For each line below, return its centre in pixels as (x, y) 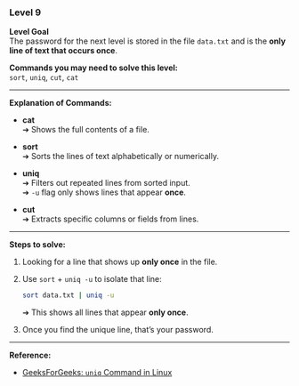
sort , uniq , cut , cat (44, 77)
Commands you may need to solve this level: (93, 68)
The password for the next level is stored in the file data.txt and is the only (148, 41)
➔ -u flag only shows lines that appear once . (104, 192)
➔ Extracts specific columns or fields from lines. (110, 219)
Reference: (30, 355)
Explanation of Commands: (61, 103)
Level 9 (25, 12)
